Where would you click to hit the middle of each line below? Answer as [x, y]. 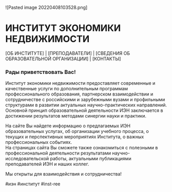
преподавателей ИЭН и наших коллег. [47, 164]
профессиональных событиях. [39, 142]
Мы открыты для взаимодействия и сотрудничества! [64, 174]
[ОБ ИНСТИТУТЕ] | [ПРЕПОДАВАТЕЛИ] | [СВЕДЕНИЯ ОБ [68, 53]
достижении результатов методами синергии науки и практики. [76, 116]
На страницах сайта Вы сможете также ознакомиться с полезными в [82, 148]
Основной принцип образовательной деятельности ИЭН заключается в [84, 110]
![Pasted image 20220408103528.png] [46, 7]
